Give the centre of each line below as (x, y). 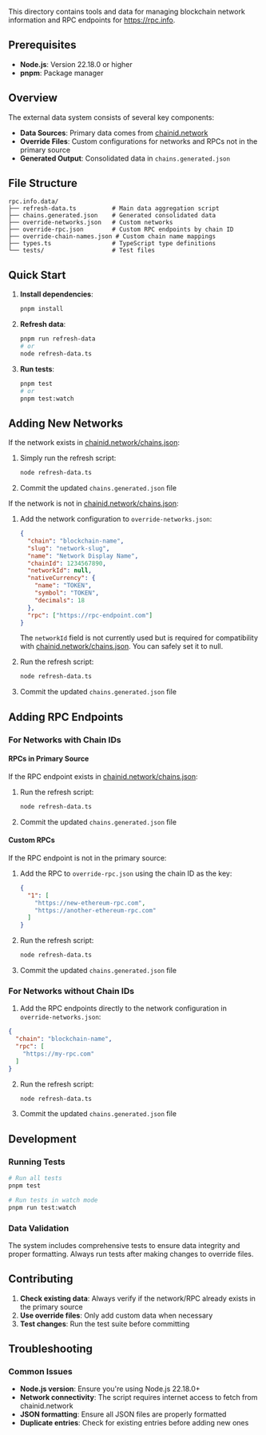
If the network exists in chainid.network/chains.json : (94, 443)
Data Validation (39, 1228)
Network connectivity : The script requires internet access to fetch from (139, 1397)
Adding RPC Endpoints (66, 717)
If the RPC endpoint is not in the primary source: (87, 857)
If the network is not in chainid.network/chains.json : (93, 503)
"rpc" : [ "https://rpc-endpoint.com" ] (90, 615)
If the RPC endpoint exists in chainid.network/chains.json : (103, 776)
